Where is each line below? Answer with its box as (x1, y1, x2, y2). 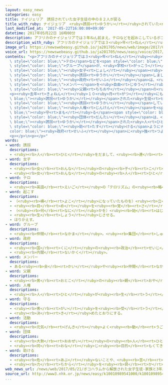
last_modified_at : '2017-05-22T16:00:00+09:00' (5, 26, 106, 31)
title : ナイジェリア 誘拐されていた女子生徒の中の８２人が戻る (5, 17, 121, 22)
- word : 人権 (5, 283, 31, 288)
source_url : (5, 371, 30, 376)
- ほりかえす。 (9, 217, 36, 222)
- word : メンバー (5, 254, 38, 260)
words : (5, 138, 19, 143)
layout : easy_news (5, 7, 43, 13)
